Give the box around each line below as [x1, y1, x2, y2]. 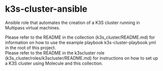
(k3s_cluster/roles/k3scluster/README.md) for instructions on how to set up [5, 55, 159, 61]
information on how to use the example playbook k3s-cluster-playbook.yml [5, 39, 156, 45]
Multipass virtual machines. [5, 24, 61, 30]
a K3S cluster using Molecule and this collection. [5, 60, 103, 66]
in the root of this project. [5, 45, 56, 50]
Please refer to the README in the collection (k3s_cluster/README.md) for [5, 34, 155, 40]
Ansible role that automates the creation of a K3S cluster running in [5, 20, 140, 25]
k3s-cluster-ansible [5, 3, 88, 15]
